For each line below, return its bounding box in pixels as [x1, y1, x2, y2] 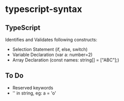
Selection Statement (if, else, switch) [12, 46, 88, 52]
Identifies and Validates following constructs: [5, 36, 98, 42]
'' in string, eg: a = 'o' [12, 90, 56, 96]
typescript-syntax [5, 3, 82, 15]
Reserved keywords [12, 84, 53, 90]
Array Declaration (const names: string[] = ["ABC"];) [12, 57, 120, 63]
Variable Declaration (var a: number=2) [12, 51, 93, 57]
